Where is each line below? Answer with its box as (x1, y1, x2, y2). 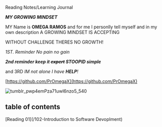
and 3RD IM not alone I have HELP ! (5, 68, 78, 74)
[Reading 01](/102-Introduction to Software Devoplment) (5, 116, 123, 122)
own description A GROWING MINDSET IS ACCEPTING (5, 29, 120, 35)
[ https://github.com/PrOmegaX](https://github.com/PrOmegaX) (5, 78, 138, 84)
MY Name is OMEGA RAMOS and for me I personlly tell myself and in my (5, 24, 157, 30)
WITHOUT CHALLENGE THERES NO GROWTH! (5, 39, 104, 45)
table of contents (5, 103, 61, 111)
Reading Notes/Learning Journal (5, 5, 73, 10)
